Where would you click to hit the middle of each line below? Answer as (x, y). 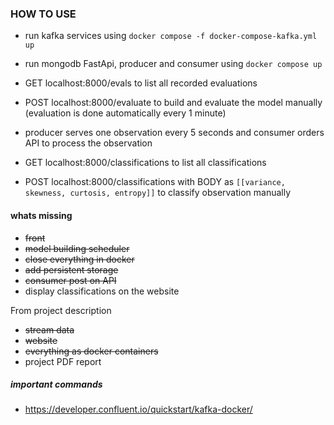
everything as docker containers (91, 351)
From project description (61, 310)
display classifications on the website (102, 291)
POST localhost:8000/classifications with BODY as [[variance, (155, 182)
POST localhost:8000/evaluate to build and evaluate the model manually (173, 103)
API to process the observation (88, 143)
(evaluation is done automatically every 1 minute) (125, 113)
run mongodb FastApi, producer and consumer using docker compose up (173, 64)
